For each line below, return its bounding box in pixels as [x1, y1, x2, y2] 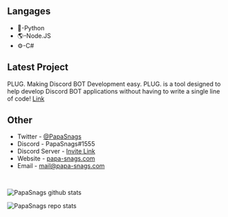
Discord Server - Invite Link [17, 147, 95, 156]
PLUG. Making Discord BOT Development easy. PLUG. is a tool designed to [7, 79, 221, 88]
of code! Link [7, 94, 45, 103]
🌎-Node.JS [17, 31, 52, 40]
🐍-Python [17, 23, 45, 32]
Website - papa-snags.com [17, 154, 95, 163]
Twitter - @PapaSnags [17, 132, 82, 141]
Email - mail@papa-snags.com [17, 162, 105, 170]
